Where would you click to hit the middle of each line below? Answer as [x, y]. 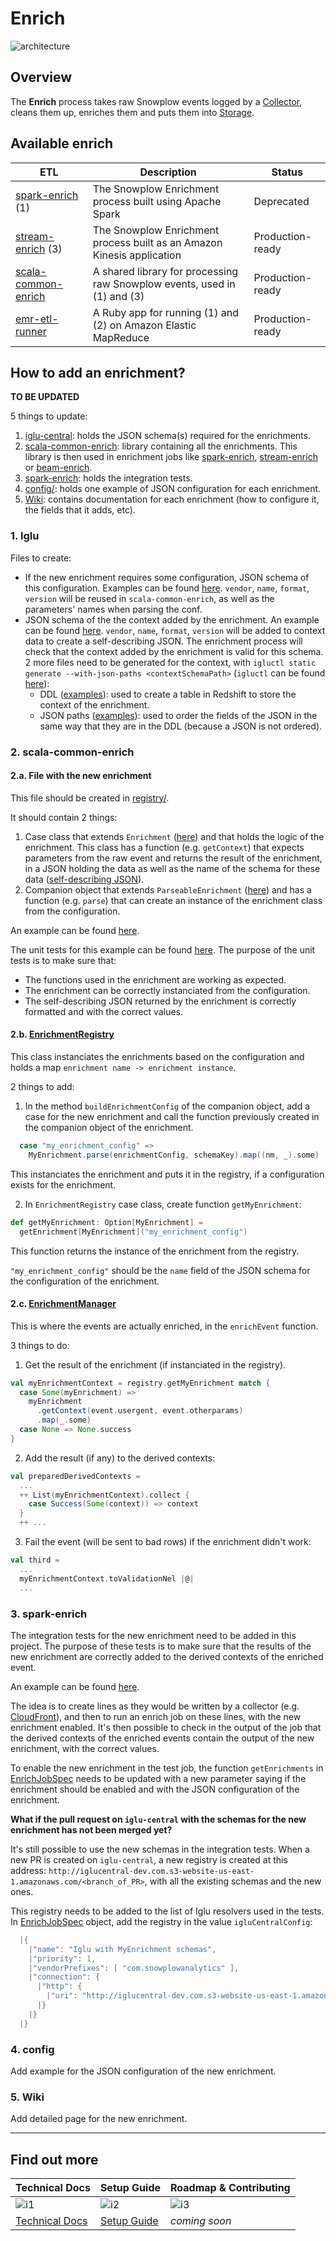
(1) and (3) [118, 296]
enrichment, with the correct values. [85, 1748]
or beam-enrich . [58, 468]
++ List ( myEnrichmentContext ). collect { [104, 1495]
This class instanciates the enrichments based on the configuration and [157, 1056]
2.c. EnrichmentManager [63, 1304]
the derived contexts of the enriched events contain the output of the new [162, 1738]
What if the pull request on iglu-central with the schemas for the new [158, 1819]
